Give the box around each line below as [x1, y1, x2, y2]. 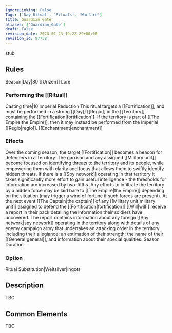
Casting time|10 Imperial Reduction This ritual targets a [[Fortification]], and [5, 103, 165, 109]
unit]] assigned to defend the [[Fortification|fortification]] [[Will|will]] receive [5, 203, 167, 210]
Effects [5, 137, 24, 144]
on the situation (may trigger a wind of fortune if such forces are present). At [5, 193, 167, 199]
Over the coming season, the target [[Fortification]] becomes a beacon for [5, 149, 163, 155]
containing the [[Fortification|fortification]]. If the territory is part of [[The [5, 114, 159, 120]
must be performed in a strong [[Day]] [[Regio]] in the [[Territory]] [5, 108, 145, 114]
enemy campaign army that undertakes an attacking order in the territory [5, 225, 160, 232]
